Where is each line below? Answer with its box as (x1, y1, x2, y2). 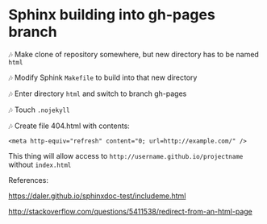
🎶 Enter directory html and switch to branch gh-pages (8, 89, 187, 98)
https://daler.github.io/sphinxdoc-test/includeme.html (8, 191, 186, 201)
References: (8, 175, 48, 185)
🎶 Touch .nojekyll (8, 105, 70, 114)
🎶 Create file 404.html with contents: (8, 121, 131, 131)
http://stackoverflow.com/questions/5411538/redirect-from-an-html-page (8, 206, 252, 216)
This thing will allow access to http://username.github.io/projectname (8, 151, 244, 160)
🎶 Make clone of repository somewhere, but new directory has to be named (8, 49, 260, 59)
